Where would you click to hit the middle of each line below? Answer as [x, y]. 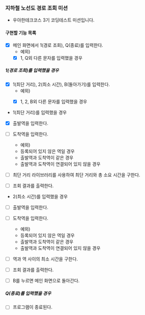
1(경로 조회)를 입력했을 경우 [32, 70]
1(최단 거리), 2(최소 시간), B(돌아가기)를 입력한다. [61, 84]
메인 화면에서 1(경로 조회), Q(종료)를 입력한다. [58, 45]
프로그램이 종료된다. [32, 307]
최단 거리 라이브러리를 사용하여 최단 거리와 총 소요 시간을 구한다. [76, 175]
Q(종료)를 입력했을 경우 [28, 293]
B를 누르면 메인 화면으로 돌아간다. [46, 281]
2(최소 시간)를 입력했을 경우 [40, 196]
